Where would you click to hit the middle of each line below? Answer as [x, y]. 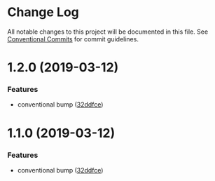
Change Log [43, 12]
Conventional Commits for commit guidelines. [73, 39]
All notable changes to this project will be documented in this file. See [108, 32]
